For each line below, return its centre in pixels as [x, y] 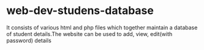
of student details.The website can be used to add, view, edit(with [89, 34]
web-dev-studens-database [80, 11]
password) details [29, 40]
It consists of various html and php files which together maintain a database [102, 27]
